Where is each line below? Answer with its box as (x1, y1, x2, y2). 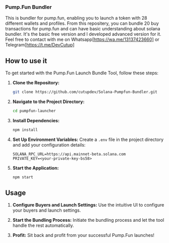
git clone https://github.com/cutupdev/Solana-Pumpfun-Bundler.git (12, 89, 157, 94)
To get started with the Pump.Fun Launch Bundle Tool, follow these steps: (5, 70, 159, 76)
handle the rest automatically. (12, 222, 74, 228)
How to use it (5, 57, 47, 65)
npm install (12, 127, 38, 132)
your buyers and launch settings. (12, 207, 81, 213)
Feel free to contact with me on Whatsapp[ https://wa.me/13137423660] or (5, 36, 160, 42)
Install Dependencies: (12, 117, 60, 123)
